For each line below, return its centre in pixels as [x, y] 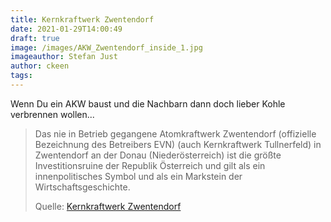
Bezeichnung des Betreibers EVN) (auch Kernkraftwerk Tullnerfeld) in [178, 144]
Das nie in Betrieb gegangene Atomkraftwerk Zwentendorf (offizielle [175, 133]
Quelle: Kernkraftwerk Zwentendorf [108, 206]
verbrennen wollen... [52, 114]
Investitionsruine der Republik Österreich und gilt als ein [150, 165]
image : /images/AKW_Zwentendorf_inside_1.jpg [106, 47]
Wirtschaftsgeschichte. [82, 187]
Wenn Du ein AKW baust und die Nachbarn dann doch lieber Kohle [148, 103]
